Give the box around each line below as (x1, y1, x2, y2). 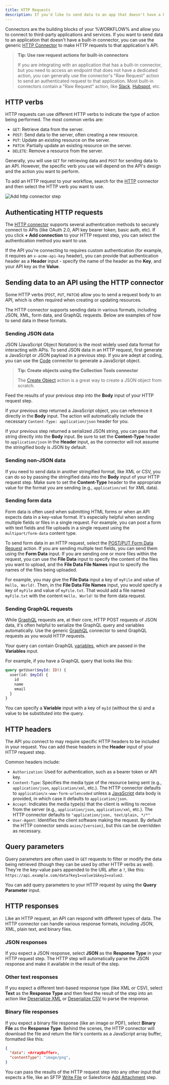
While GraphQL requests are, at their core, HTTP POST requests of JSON (5, 617, 157, 623)
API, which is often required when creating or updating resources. (5, 297, 142, 303)
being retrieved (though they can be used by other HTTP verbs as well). (5, 861, 154, 867)
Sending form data (5, 497, 52, 504)
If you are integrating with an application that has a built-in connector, (17, 62, 162, 68)
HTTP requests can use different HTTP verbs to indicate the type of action (5, 111, 160, 117)
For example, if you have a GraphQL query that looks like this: (5, 658, 133, 664)
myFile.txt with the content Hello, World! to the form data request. (5, 593, 146, 599)
